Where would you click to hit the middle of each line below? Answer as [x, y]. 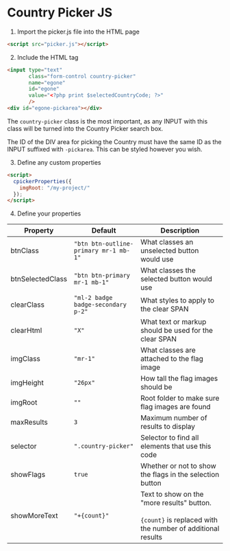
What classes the [168, 270]
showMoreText [34, 516]
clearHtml [26, 331]
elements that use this [176, 446]
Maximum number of [174, 418]
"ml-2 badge [93, 298]
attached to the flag [172, 359]
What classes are [168, 350]
